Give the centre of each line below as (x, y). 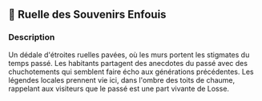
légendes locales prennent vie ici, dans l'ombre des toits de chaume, (122, 80)
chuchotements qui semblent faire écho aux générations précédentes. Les (131, 72)
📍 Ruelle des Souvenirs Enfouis (87, 15)
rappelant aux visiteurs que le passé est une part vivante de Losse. (119, 88)
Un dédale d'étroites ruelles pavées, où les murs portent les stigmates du (129, 54)
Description (32, 37)
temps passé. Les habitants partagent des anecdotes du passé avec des (128, 63)
